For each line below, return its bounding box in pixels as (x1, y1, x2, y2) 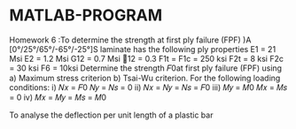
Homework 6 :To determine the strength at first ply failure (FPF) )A (9, 34, 252, 45)
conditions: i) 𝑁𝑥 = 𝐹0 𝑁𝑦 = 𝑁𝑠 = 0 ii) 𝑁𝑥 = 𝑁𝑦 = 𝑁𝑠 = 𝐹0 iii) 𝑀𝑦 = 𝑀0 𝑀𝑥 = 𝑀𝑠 (9, 81, 288, 93)
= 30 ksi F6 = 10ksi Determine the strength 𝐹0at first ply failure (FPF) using (9, 63, 282, 73)
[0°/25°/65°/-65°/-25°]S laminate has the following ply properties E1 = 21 (9, 43, 277, 54)
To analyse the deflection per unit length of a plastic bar (9, 110, 214, 120)
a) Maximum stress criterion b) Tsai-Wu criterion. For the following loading (9, 72, 281, 83)
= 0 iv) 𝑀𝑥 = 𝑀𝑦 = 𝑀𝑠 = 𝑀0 (9, 92, 107, 102)
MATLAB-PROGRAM (9, 5, 163, 26)
